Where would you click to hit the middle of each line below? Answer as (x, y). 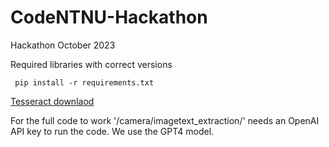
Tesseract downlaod (52, 101)
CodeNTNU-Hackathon (109, 17)
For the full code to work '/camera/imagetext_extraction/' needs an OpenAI (165, 120)
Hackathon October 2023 (63, 45)
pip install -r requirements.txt (84, 82)
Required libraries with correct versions (91, 64)
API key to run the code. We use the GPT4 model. (112, 131)
